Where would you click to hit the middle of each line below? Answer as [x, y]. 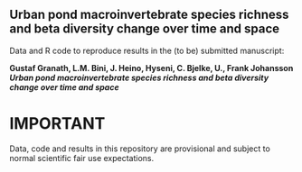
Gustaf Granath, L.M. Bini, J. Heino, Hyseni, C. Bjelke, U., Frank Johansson [151, 68]
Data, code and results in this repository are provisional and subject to [140, 149]
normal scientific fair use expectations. [82, 158]
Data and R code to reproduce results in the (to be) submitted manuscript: [147, 50]
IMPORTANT [57, 123]
